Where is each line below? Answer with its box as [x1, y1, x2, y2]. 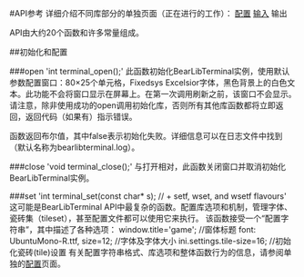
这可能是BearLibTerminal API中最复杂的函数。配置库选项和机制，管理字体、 [9, 202, 293, 212]
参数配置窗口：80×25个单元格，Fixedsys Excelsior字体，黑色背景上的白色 [9, 77, 288, 88]
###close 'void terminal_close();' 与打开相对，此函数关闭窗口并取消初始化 [9, 162, 287, 172]
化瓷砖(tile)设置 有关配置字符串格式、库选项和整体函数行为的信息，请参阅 [9, 247, 284, 257]
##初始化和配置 [9, 46, 68, 57]
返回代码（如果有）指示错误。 [25, 112, 137, 122]
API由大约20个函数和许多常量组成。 [9, 27, 144, 38]
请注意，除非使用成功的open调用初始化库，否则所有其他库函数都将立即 [9, 100, 276, 111]
